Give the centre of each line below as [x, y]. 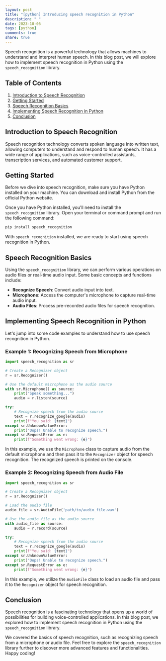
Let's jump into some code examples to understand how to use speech [78, 333]
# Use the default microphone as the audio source [59, 384]
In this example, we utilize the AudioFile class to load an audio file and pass [83, 579]
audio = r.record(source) [41, 528]
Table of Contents [34, 83]
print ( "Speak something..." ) [44, 393]
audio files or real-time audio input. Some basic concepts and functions [78, 275]
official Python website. [29, 198]
